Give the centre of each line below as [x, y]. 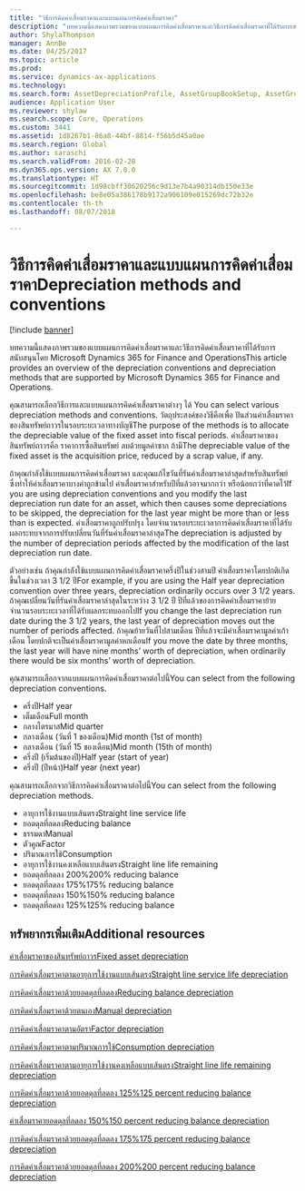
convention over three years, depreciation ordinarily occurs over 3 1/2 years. [152, 590]
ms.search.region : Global [58, 144]
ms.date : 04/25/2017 [49, 52]
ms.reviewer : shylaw [49, 111]
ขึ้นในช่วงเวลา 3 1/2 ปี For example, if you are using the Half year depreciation [147, 580]
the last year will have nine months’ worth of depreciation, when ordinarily [148, 651]
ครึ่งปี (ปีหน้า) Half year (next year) [81, 767]
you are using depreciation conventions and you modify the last [128, 493]
